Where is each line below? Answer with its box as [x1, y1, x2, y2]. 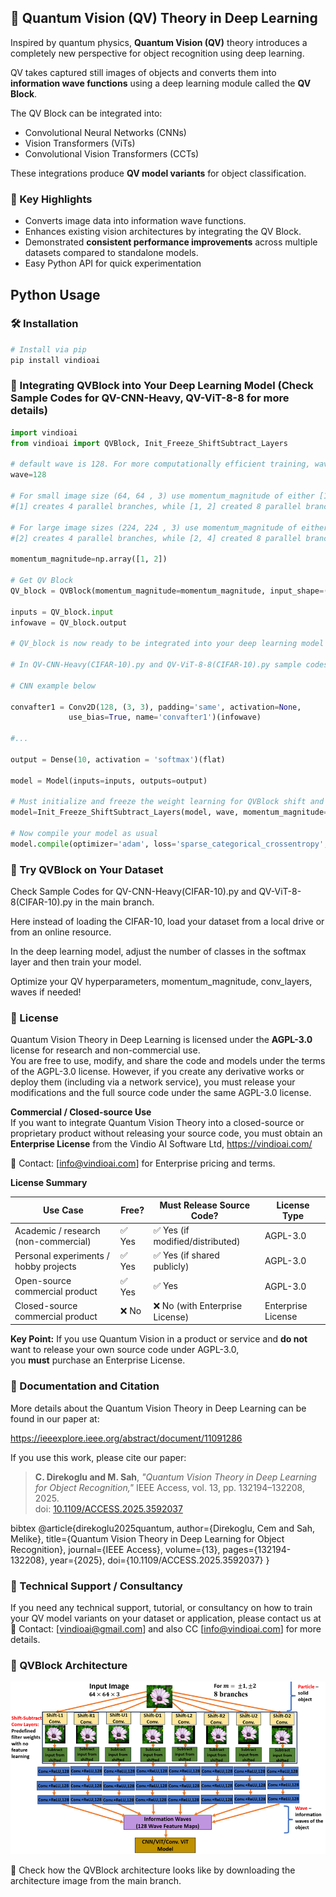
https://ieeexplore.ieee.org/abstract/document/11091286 [10, 1432, 243, 1444]
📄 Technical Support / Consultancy [10, 1579, 183, 1593]
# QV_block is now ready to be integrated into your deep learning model [10, 639, 325, 649]
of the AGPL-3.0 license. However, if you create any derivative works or [10, 1066, 305, 1078]
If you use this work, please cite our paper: [10, 1451, 187, 1463]
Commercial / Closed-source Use [10, 1106, 152, 1118]
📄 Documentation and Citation [10, 1379, 160, 1393]
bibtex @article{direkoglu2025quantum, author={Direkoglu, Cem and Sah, [10, 1522, 316, 1534]
